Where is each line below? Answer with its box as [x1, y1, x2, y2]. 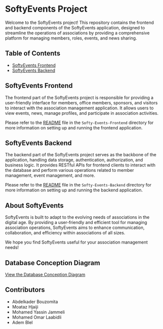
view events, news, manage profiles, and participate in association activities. [5, 110, 159, 116]
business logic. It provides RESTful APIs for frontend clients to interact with [5, 162, 156, 168]
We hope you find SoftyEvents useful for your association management [5, 239, 148, 245]
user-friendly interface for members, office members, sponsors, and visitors [5, 100, 158, 105]
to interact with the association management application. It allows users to [5, 105, 154, 111]
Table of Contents [5, 49, 61, 58]
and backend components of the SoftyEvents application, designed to [5, 24, 145, 30]
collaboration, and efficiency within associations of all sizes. [5, 230, 126, 236]
